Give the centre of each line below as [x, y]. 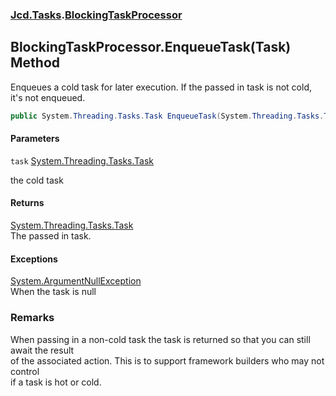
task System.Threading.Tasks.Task [82, 160]
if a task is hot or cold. [56, 382]
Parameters [35, 139]
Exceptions [34, 259]
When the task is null [53, 292]
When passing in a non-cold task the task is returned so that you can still [160, 339]
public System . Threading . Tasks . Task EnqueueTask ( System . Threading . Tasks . [167, 116]
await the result [42, 350]
